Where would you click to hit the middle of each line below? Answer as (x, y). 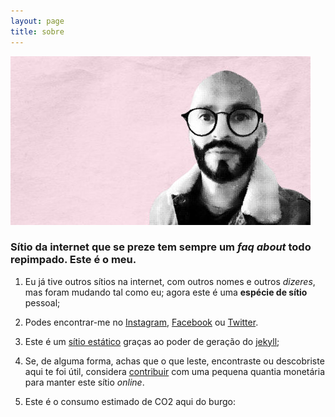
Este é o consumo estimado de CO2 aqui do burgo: (130, 401)
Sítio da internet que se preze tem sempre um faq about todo (161, 247)
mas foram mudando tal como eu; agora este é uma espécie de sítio (166, 292)
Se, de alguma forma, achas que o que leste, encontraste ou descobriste (174, 361)
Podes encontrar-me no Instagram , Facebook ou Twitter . (141, 322)
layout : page (37, 21)
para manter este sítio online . (84, 382)
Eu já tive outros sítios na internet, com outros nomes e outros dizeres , (170, 281)
